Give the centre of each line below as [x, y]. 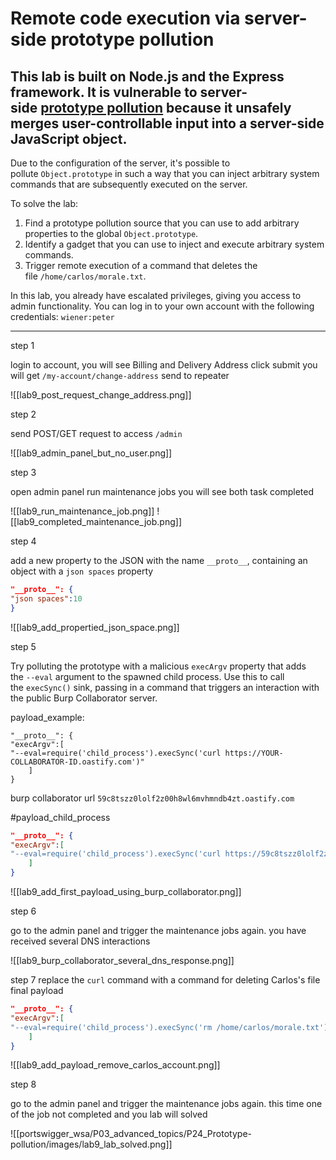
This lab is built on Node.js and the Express [147, 76]
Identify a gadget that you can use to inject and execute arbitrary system [174, 244]
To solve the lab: [44, 203]
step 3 [23, 472]
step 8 [23, 1084]
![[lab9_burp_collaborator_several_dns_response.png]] [122, 960]
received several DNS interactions [80, 941]
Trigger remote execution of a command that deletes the [141, 265]
